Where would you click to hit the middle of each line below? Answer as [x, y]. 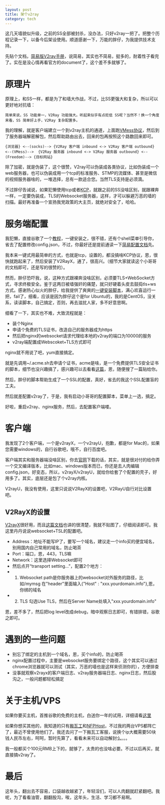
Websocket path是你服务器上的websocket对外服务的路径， [79, 577]
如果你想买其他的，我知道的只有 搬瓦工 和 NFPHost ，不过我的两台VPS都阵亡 [81, 726]
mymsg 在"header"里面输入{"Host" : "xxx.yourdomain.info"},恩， [91, 584]
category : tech [21, 19]
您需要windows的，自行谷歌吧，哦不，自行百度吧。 [57, 449]
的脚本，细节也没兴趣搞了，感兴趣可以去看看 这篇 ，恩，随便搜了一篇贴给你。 [82, 369]
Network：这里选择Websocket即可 [47, 560]
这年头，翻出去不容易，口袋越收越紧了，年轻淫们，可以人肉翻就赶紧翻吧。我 [82, 791]
